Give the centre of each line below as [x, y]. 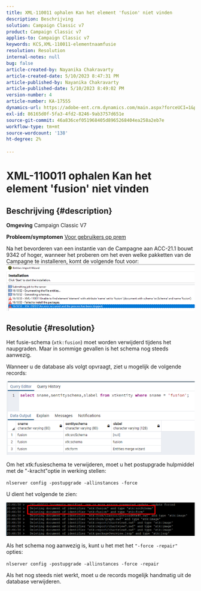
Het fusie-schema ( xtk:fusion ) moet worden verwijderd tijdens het [89, 343]
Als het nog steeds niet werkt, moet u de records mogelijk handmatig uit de [99, 575]
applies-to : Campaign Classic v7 [48, 38]
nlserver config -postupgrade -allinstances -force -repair [83, 564]
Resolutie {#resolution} [51, 328]
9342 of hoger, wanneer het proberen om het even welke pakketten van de [99, 255]
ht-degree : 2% [24, 139]
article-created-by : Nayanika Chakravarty [60, 70]
